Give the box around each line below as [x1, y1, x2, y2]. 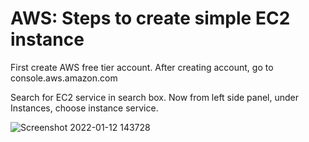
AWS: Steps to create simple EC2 [10, 7, 291, 30]
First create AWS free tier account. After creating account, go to [10, 61, 274, 73]
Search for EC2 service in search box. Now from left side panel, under [10, 91, 299, 103]
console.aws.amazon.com [10, 72, 118, 84]
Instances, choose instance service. [10, 102, 159, 114]
